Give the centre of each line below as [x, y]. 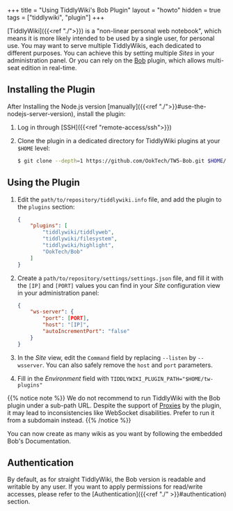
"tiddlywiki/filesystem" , [80, 239]
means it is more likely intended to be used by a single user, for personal [111, 38]
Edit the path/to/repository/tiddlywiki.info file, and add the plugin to [119, 199]
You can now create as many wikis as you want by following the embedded [115, 433]
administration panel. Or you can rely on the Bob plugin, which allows [106, 60]
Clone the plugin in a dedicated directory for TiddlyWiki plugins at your [119, 140]
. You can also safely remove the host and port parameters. [128, 365]
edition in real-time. [49, 68]
